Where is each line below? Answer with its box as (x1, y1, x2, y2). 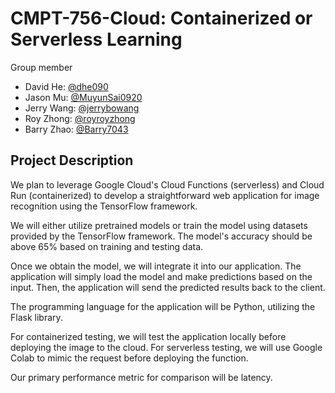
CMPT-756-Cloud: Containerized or (10, 7, 313, 30)
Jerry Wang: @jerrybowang (24, 102, 140, 114)
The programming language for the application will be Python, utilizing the (10, 300, 316, 312)
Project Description (10, 152, 134, 169)
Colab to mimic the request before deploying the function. (10, 352, 249, 364)
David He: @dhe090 (24, 80, 109, 92)
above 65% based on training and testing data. (10, 240, 204, 252)
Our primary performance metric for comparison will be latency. (10, 371, 273, 383)
